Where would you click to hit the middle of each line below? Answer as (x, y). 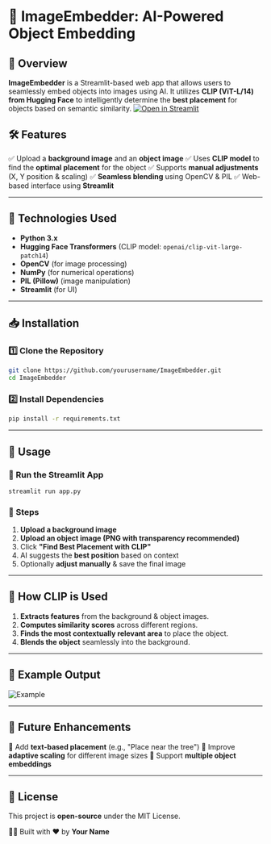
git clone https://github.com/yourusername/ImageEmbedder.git (115, 370)
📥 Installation (44, 323)
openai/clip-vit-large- (203, 247)
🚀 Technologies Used (63, 218)
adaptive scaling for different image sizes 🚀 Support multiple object (122, 755)
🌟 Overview (38, 63)
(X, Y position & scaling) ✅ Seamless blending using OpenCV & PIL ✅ (124, 176)
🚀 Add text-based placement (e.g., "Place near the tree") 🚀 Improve (122, 746)
